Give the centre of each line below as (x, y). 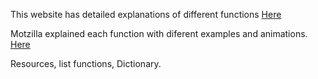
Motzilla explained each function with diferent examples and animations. (159, 33)
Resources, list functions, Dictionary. (86, 63)
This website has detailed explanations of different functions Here (146, 14)
